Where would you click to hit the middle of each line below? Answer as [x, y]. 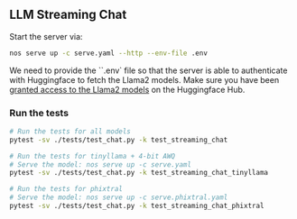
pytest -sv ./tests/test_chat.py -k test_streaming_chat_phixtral [137, 206]
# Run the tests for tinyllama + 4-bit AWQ [93, 156]
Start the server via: [46, 36]
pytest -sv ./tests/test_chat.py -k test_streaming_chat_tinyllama [139, 173]
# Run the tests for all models [70, 131]
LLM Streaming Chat [68, 15]
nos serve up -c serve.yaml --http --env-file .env [108, 53]
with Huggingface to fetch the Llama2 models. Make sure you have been [144, 79]
